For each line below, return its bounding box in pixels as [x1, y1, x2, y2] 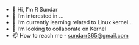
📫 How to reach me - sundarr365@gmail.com [12, 32, 129, 39]
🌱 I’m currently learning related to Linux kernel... [12, 19, 133, 26]
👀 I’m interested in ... [12, 12, 64, 19]
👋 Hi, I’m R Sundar [12, 6, 58, 13]
